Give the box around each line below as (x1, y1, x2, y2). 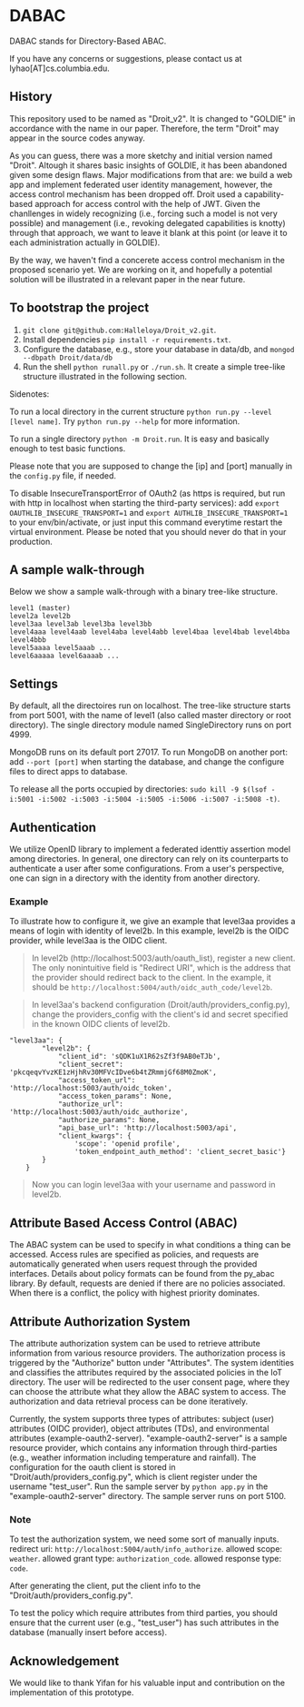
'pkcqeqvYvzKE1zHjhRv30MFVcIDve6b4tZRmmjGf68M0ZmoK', (9, 1068, 218, 1077)
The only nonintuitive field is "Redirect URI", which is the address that (31, 962, 291, 973)
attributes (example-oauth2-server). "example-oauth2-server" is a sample (9, 1432, 288, 1444)
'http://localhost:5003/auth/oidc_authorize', (9, 1108, 189, 1117)
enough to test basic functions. (9, 442, 126, 454)
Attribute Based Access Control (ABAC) (9, 1215, 238, 1230)
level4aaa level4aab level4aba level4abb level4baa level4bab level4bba (9, 627, 290, 636)
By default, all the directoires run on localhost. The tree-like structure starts (9, 700, 291, 711)
